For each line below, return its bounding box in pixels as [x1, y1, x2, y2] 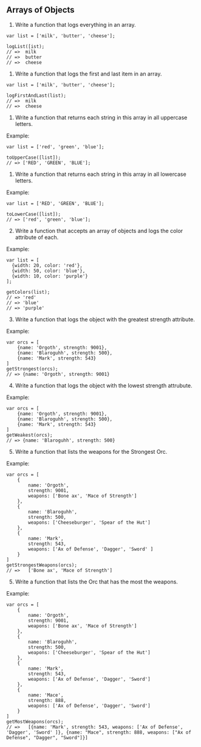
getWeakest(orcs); [6, 432, 53, 438]
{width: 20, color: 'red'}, [12, 262, 83, 268]
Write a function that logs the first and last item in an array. [15, 70, 162, 77]
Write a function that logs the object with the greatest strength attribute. [15, 316, 196, 323]
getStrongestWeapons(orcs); [6, 562, 78, 568]
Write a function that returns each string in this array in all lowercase [15, 170, 186, 178]
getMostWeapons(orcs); [6, 718, 64, 724]
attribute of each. [15, 234, 59, 241]
